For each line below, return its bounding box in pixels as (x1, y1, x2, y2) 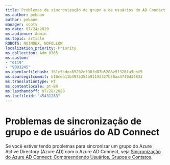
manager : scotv (5, 22, 38, 27)
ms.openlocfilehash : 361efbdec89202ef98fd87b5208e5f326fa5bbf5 (5, 70, 143, 75)
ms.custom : (5, 55, 29, 60)
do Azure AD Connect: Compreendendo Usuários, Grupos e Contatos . (5, 154, 153, 160)
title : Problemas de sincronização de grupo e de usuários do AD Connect (5, 7, 166, 13)
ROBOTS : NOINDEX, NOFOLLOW (5, 41, 63, 46)
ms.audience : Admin (5, 31, 47, 36)
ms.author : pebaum (5, 12, 44, 17)
